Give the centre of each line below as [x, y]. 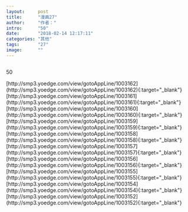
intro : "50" [27, 28]
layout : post [27, 12]
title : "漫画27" [32, 17]
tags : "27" [27, 45]
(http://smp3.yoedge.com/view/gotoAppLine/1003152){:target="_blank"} [94, 203]
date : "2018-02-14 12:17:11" [50, 34]
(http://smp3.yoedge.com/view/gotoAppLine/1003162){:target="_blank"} [94, 90]
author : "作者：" [31, 22]
